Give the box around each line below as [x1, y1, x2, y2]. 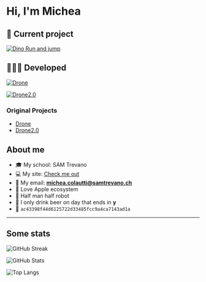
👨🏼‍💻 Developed [6, 63, 66, 73]
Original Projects [6, 106, 58, 115]
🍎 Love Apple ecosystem [15, 185, 78, 192]
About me [6, 144, 45, 154]
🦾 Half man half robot [15, 192, 69, 199]
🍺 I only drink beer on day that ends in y [15, 198, 116, 206]
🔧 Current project [6, 29, 74, 39]
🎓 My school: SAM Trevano [15, 161, 87, 168]
